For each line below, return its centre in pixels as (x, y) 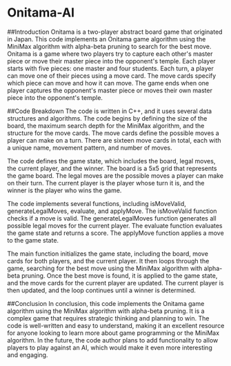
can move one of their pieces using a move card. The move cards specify (112, 75)
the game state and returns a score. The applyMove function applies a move (115, 233)
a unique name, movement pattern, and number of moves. (90, 148)
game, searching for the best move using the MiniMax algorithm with (105, 268)
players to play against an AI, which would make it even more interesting (110, 347)
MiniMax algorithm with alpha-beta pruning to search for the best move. (109, 46)
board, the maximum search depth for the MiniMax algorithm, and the (106, 125)
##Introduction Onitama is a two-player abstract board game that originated (115, 32)
